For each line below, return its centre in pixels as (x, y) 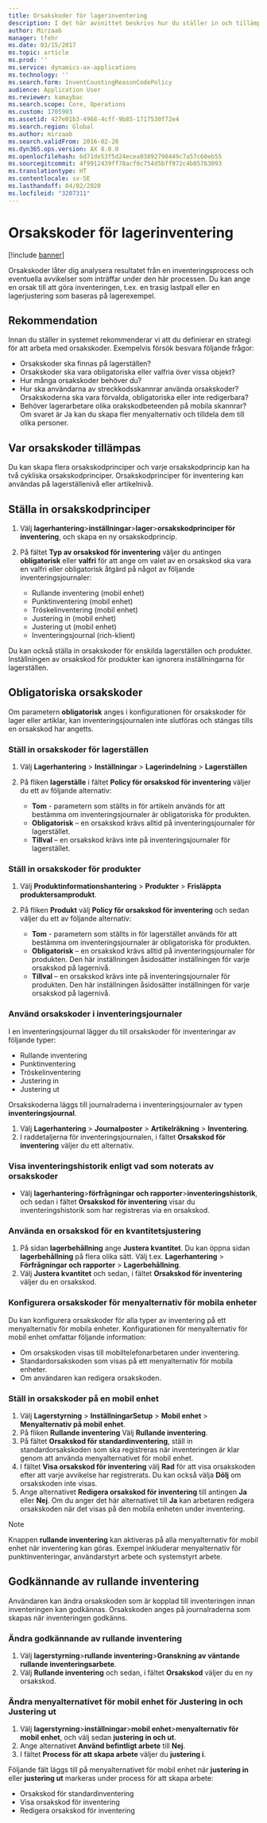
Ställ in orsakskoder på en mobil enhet (83, 1399)
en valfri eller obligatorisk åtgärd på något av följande (107, 569)
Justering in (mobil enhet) (74, 618)
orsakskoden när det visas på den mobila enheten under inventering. (132, 1508)
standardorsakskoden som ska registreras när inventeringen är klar (130, 1449)
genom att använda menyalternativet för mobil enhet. (106, 1457)
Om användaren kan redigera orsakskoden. (90, 1378)
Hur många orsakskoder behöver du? (81, 381)
